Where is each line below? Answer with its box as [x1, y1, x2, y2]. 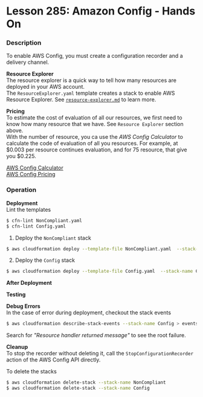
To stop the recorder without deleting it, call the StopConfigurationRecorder [6, 350, 194, 357]
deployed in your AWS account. [6, 83, 85, 91]
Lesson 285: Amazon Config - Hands [6, 4, 196, 18]
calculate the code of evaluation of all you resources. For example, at [6, 140, 178, 147]
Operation [6, 186, 37, 194]
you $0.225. [6, 153, 36, 160]
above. [6, 127, 24, 134]
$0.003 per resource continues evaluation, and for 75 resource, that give [6, 146, 187, 153]
